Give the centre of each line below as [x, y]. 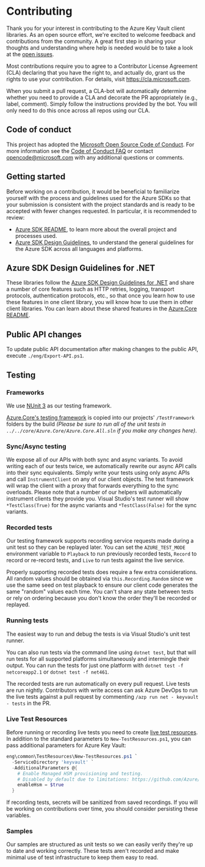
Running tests [27, 620]
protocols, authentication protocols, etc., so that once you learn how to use [101, 296]
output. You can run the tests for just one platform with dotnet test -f [95, 665]
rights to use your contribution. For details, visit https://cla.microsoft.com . [99, 79]
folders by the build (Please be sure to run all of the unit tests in [86, 424]
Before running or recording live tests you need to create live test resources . [102, 732]
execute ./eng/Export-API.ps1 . [45, 355]
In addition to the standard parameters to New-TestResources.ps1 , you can [99, 739]
